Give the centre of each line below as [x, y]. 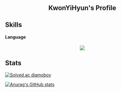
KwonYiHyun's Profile [82, 8]
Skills [13, 25]
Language [15, 37]
